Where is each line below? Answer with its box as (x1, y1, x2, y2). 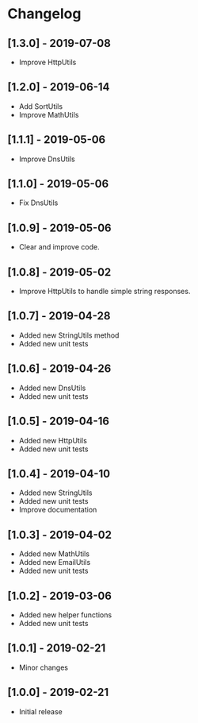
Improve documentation (18, 505, 97, 515)
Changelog (7, 5, 82, 23)
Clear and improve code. (18, 242, 100, 252)
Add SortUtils (18, 101, 63, 111)
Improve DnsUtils (18, 154, 76, 164)
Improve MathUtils (18, 110, 79, 119)
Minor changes (18, 663, 69, 672)
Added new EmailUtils (18, 558, 91, 567)
